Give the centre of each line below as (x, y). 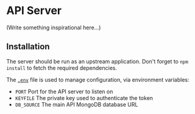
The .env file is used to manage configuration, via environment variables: (98, 79)
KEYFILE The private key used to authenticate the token (84, 98)
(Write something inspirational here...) (54, 27)
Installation (28, 47)
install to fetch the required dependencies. (62, 68)
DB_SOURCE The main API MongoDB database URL (76, 104)
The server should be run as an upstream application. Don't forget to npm (97, 61)
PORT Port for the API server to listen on (64, 91)
